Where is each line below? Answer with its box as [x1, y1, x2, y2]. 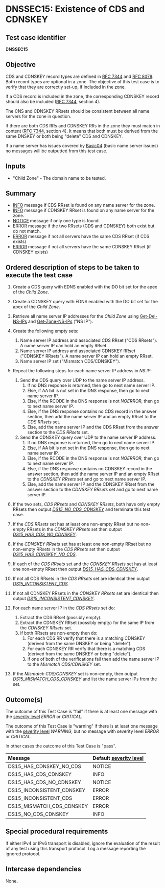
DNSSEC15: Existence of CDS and [5, 3, 145, 15]
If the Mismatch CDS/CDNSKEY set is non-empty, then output [12, 671, 138, 677]
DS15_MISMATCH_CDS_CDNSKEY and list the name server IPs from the [12, 676, 157, 682]
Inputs [5, 162, 26, 170]
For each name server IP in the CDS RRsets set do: [12, 605, 115, 611]
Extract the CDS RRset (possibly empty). [20, 615, 102, 621]
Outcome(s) [5, 696, 43, 704]
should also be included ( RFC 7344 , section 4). [5, 98, 101, 104]
